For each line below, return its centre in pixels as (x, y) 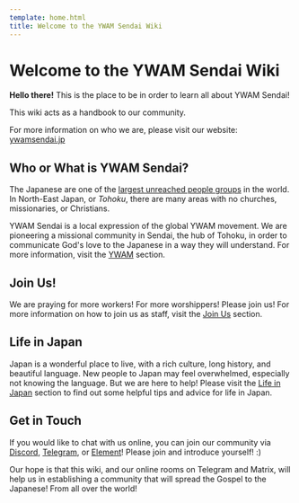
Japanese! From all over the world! (73, 488)
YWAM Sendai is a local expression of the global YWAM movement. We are (148, 226)
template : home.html (48, 18)
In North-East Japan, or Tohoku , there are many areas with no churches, (143, 199)
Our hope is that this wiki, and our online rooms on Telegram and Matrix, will (150, 469)
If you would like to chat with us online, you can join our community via (140, 442)
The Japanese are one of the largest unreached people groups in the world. (149, 190)
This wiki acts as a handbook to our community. (98, 112)
